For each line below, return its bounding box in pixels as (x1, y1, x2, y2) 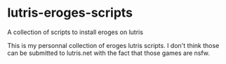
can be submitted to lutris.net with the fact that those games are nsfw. (7, 49, 211, 57)
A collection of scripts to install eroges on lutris (7, 28, 144, 36)
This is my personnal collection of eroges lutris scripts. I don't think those (7, 41, 220, 49)
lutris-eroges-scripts (7, 5, 133, 21)
